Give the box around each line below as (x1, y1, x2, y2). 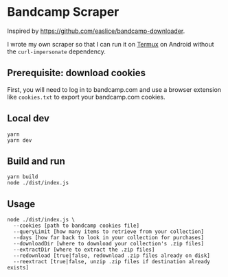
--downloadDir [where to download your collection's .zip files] (13, 241, 205, 248)
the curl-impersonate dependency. (7, 47, 106, 56)
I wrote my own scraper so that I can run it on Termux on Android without (7, 40, 214, 48)
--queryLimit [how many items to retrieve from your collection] (13, 228, 205, 235)
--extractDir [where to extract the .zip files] (13, 246, 155, 254)
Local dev (7, 112, 50, 124)
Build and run (7, 155, 65, 167)
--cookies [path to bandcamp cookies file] (13, 222, 139, 230)
